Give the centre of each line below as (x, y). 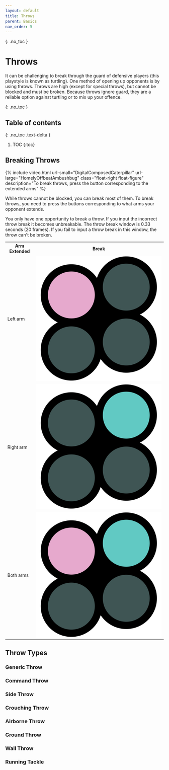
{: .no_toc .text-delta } (28, 135)
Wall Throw (19, 748)
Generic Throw (24, 667)
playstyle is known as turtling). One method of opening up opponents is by (82, 81)
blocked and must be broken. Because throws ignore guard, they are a (78, 92)
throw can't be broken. (29, 235)
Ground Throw (23, 735)
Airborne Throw (25, 721)
